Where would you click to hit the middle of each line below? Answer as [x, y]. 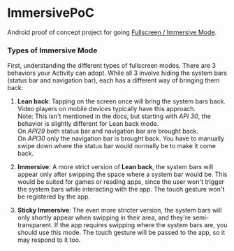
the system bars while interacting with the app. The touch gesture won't [121, 189]
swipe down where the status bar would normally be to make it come [117, 146]
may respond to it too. [49, 240]
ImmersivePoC [51, 13]
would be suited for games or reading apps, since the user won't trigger [121, 182]
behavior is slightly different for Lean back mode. [88, 124]
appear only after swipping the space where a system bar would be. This [122, 174]
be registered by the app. [54, 196]
